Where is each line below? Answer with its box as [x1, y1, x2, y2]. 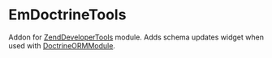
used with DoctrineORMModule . [8, 40, 116, 50]
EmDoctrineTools [8, 6, 127, 24]
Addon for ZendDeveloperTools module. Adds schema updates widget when [8, 32, 264, 42]
